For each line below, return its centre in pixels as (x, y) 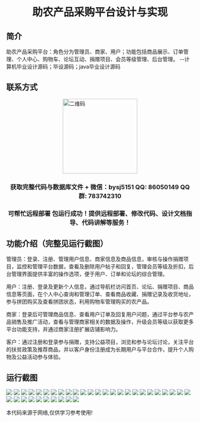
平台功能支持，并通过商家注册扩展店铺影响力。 (63, 329)
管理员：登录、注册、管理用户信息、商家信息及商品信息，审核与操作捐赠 (95, 259)
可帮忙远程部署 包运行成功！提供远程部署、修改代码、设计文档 (97, 213)
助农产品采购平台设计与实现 (100, 12)
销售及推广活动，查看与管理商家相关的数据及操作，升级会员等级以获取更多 (102, 322)
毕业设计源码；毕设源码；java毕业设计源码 (68, 67)
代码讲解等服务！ (106, 222)
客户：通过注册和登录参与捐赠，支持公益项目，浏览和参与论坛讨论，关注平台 (100, 342)
